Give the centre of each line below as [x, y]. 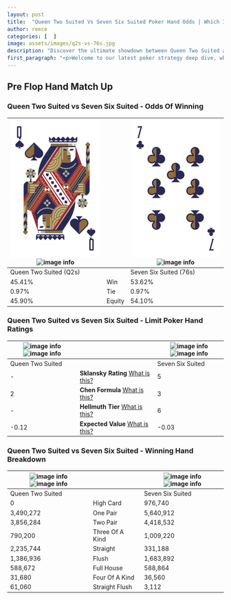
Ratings [20, 329]
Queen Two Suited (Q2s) [45, 272]
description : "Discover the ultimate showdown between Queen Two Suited [113, 51]
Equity [115, 301]
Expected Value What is [114, 424]
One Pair [105, 513]
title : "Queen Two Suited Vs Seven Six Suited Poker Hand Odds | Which [113, 22]
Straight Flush [112, 587]
